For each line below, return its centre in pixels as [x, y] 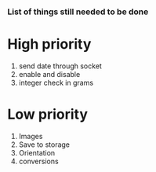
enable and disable [49, 74]
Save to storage [44, 145]
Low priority [47, 114]
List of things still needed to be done [78, 12]
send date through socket [60, 66]
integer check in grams [56, 82]
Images [31, 136]
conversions [39, 161]
